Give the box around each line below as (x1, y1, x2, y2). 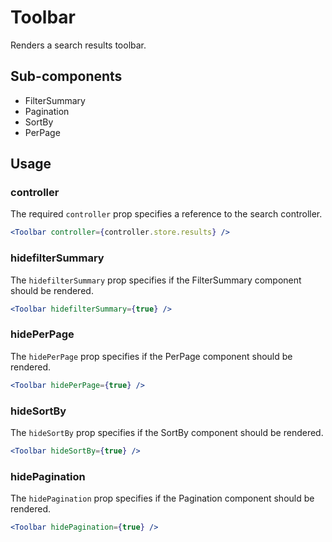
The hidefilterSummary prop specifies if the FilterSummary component (10, 274, 302, 286)
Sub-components (10, 68, 123, 85)
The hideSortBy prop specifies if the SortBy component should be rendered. (10, 426, 324, 438)
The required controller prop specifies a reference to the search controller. (10, 208, 323, 220)
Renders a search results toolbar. (10, 39, 147, 51)
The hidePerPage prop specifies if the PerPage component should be (10, 350, 293, 362)
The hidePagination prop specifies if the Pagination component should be (10, 492, 315, 505)
